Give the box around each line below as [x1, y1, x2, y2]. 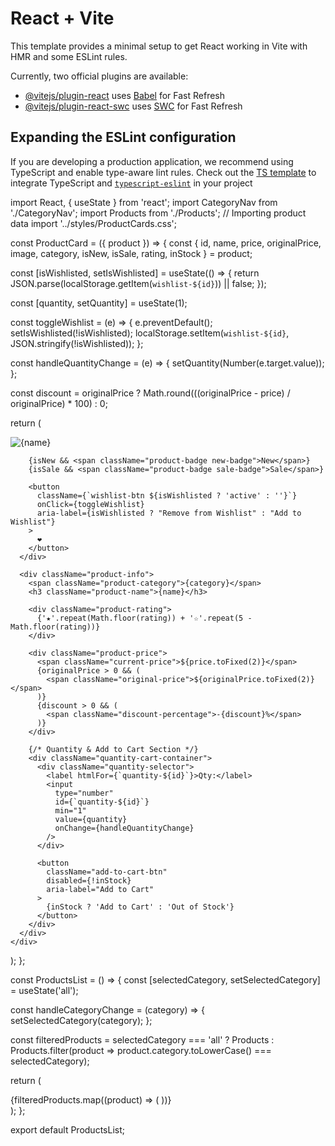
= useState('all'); [10, 984, 79, 996]
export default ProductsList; [10, 1123, 125, 1136]
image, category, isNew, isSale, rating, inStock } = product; [10, 247, 253, 259]
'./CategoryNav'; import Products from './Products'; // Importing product [10, 207, 307, 219]
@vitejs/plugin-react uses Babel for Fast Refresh [24, 89, 226, 101]
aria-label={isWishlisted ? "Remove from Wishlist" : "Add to [36, 508, 302, 518]
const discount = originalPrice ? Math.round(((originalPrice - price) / [10, 387, 291, 399]
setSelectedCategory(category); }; [10, 1014, 153, 1026]
